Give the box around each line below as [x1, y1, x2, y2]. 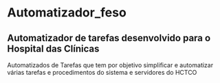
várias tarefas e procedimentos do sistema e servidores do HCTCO [7, 69, 197, 76]
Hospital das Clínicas [7, 43, 100, 54]
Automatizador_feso [7, 5, 127, 21]
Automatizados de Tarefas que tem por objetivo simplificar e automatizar [7, 61, 214, 69]
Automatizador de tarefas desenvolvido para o [7, 32, 211, 44]
